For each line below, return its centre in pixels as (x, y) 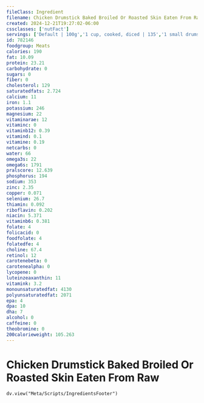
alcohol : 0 (20, 318)
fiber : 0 (17, 80)
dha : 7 (15, 312)
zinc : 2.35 (20, 187)
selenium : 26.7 (25, 198)
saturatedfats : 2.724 (34, 91)
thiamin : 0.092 (25, 205)
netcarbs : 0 (21, 148)
